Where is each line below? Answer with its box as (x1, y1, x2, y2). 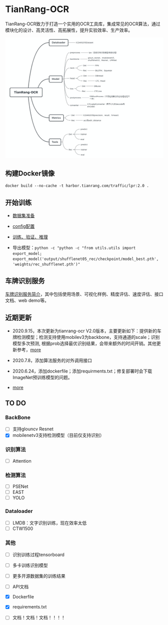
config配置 (12, 223, 35, 229)
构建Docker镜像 (5, 169, 55, 177)
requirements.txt (12, 604, 47, 610)
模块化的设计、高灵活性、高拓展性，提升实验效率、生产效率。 (5, 27, 133, 33)
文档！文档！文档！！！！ (12, 614, 66, 620)
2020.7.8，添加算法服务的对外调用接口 (12, 357, 92, 363)
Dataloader (5, 508, 33, 515)
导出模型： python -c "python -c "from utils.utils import (12, 244, 136, 250)
